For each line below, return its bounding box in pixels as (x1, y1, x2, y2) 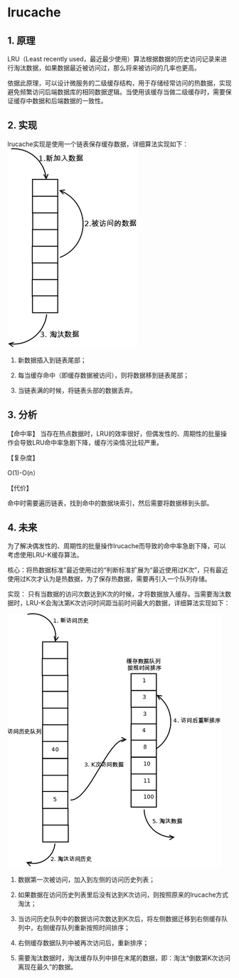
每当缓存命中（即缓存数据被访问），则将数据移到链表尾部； (17, 371, 190, 379)
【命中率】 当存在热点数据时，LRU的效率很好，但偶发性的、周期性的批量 (7, 429, 221, 438)
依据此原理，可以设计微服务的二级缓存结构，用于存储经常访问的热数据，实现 (7, 79, 232, 87)
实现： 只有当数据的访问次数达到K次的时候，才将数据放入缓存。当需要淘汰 (7, 590, 225, 599)
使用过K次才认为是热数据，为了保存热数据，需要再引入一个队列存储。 (7, 575, 211, 583)
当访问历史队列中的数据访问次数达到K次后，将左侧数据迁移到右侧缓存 (17, 915, 222, 923)
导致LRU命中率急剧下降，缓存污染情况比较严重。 (19, 438, 164, 446)
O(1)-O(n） (7, 468, 40, 477)
